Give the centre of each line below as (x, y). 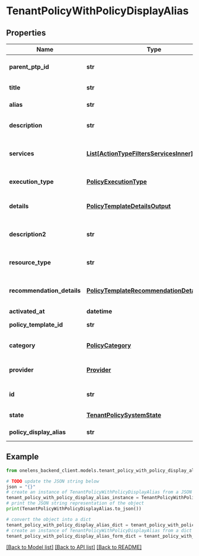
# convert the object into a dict (49, 519)
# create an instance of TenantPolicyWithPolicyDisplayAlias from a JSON (99, 492)
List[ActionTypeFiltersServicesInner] (140, 154)
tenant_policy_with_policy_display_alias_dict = (67, 525)
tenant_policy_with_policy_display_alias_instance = (73, 498)
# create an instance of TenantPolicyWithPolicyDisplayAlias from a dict (99, 531)
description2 (28, 234)
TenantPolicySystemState (124, 415)
